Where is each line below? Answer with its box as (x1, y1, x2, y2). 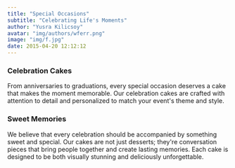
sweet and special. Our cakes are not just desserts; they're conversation (7, 137, 217, 146)
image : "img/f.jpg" (7, 36, 65, 43)
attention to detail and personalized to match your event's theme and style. (7, 97, 225, 105)
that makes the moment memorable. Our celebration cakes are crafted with (7, 89, 225, 98)
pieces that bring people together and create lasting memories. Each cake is (7, 145, 229, 153)
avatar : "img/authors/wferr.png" (7, 29, 106, 37)
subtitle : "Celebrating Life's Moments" (7, 17, 128, 24)
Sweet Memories (7, 114, 67, 124)
